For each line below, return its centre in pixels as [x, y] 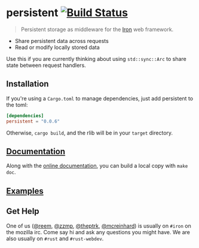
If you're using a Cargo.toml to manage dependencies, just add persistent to [99, 98]
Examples [25, 191]
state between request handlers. [46, 65]
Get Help [23, 211]
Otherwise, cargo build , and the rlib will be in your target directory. [90, 133]
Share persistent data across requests [62, 41]
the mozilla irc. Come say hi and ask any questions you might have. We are [98, 232]
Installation [27, 84]
